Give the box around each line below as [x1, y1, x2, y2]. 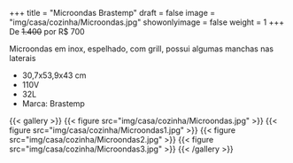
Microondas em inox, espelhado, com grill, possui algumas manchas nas [9, 43, 274, 54]
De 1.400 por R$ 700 [9, 27, 86, 36]
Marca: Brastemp [21, 98, 86, 109]
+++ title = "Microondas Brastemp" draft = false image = [9, 8, 216, 18]
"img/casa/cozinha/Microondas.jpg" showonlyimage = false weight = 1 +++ [9, 17, 285, 27]
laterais [9, 53, 36, 63]
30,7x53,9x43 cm [21, 70, 87, 81]
